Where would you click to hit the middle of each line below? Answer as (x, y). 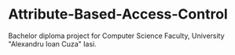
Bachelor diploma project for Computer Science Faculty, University (117, 36)
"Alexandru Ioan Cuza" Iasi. (52, 43)
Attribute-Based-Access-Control (118, 14)
